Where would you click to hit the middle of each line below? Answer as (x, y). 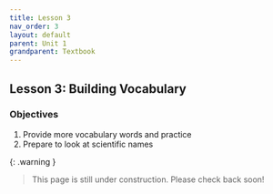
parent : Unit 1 (38, 43)
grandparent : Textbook (52, 52)
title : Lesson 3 (40, 18)
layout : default (40, 35)
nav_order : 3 (34, 26)
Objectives (34, 115)
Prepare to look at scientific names (88, 144)
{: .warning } (33, 161)
